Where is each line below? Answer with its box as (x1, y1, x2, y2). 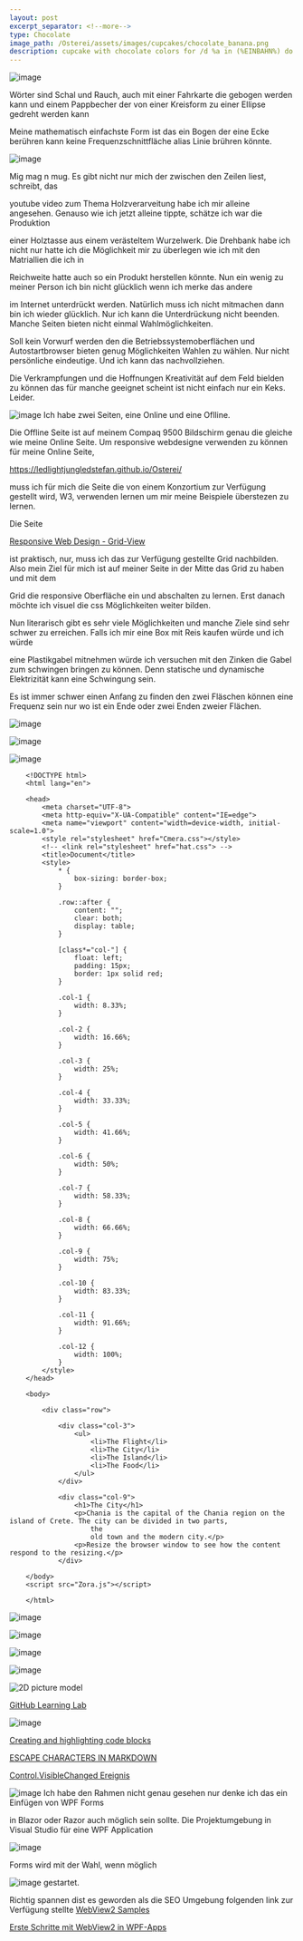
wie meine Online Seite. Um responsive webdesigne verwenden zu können (9, 437, 289, 448)
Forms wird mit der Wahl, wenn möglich (9, 1859, 157, 1870)
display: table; (73, 922, 136, 931)
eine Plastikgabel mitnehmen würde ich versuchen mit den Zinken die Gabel (9, 655, 292, 665)
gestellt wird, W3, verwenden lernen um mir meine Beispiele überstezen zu (9, 491, 289, 502)
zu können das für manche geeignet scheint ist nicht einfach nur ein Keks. (9, 383, 286, 393)
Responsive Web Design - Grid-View (9, 536, 147, 547)
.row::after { (57, 898, 111, 907)
